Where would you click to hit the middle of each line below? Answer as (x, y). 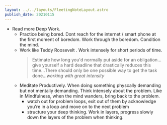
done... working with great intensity (68, 75)
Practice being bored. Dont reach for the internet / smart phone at (88, 34)
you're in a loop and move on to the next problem (78, 106)
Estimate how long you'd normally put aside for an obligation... (97, 59)
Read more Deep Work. (36, 28)
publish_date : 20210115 (30, 14)
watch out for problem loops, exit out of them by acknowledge (92, 101)
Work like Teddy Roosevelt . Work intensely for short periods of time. (91, 50)
